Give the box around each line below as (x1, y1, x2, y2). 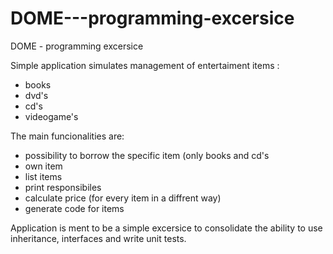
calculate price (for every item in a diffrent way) (24, 192, 222, 204)
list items (24, 170, 63, 182)
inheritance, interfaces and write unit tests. (10, 232, 187, 244)
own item (24, 160, 63, 172)
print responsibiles (24, 181, 102, 193)
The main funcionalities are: (10, 130, 125, 142)
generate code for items (24, 202, 125, 214)
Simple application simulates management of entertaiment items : (10, 59, 280, 71)
